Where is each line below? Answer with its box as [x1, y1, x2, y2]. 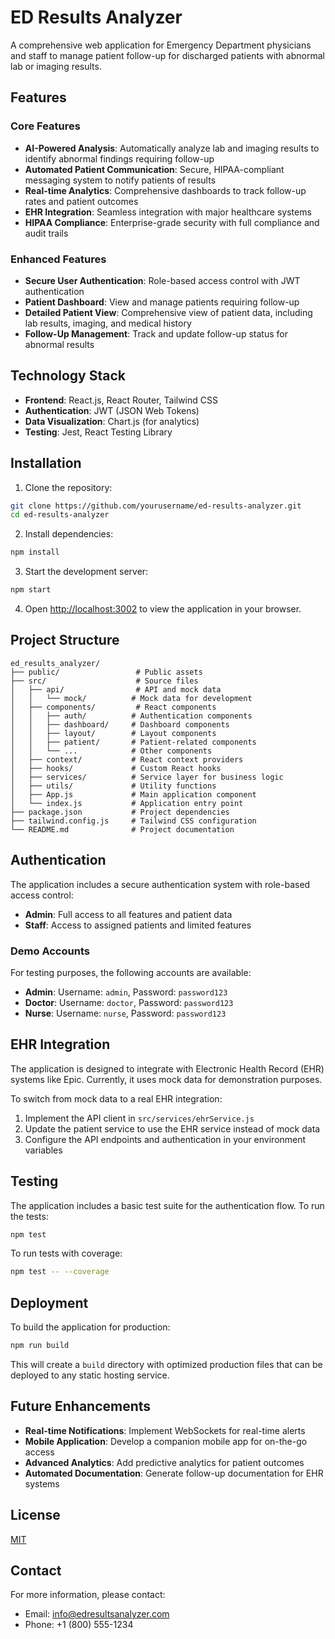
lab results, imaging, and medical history [24, 317, 192, 329]
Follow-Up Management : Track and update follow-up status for [24, 327, 288, 340]
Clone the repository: [24, 481, 113, 493]
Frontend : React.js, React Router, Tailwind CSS [24, 394, 218, 406]
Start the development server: [24, 566, 149, 578]
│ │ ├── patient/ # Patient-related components [10, 737, 257, 747]
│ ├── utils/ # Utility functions [10, 781, 217, 791]
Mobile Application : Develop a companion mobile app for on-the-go [24, 1435, 308, 1447]
